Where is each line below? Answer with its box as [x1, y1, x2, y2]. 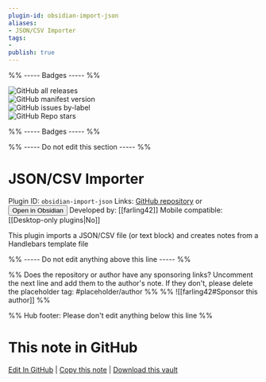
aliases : [8, 19, 37, 27]
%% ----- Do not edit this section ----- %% [8, 142, 152, 151]
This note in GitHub [8, 339, 138, 357]
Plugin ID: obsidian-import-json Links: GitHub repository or [8, 196, 202, 205]
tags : [8, 33, 26, 42]
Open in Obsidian [12, 206, 64, 215]
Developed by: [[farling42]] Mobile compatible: [68, 205, 223, 215]
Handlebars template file [8, 239, 89, 248]
